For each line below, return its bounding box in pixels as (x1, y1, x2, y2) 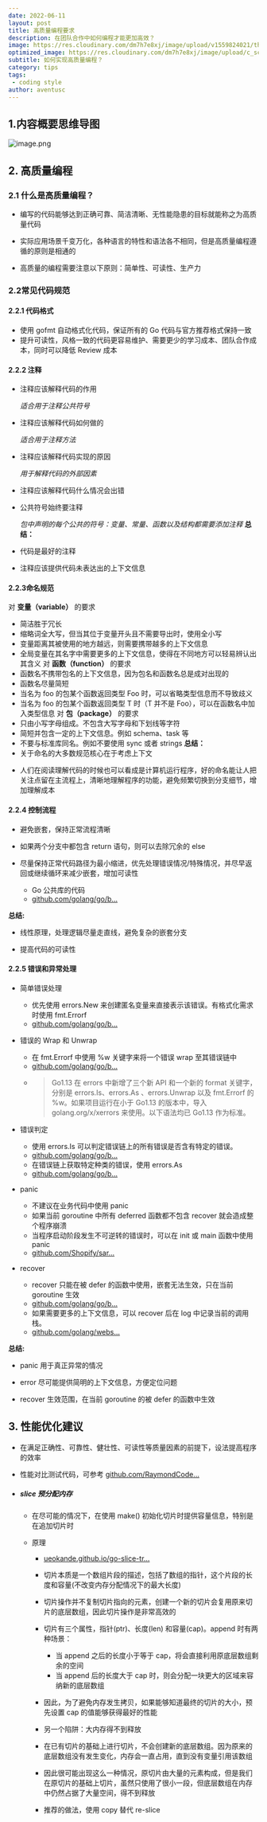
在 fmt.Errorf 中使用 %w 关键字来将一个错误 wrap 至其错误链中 (31, 1052, 237, 1062)
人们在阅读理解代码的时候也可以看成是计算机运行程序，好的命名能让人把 (19, 765, 257, 775)
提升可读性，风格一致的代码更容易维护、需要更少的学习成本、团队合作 (19, 335, 250, 345)
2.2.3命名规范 (8, 583, 54, 592)
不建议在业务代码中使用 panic (31, 1200, 129, 1210)
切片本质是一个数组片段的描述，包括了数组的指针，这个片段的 (43, 1570, 246, 1579)
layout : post (8, 19, 52, 27)
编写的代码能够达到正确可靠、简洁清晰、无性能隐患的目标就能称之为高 (19, 209, 250, 219)
